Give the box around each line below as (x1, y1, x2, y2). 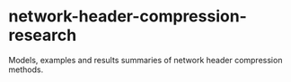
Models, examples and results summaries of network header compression (8, 54, 283, 65)
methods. (8, 64, 44, 75)
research (8, 25, 77, 45)
